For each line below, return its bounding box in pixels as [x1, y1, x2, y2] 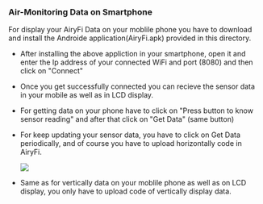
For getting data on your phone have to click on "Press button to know [19, 106, 254, 115]
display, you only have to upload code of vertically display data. [19, 186, 232, 196]
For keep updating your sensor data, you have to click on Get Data [19, 130, 240, 139]
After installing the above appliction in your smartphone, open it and [19, 49, 246, 59]
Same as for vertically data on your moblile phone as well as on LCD [19, 178, 247, 188]
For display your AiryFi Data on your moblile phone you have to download [8, 25, 253, 35]
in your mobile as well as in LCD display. [19, 90, 154, 100]
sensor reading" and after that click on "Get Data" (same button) [19, 114, 235, 124]
